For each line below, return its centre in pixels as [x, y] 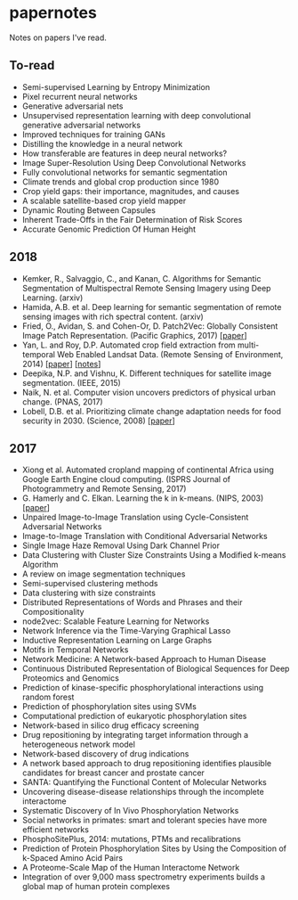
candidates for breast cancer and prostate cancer [113, 773]
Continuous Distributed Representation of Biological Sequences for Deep [156, 669]
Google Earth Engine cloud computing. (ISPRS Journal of [126, 479]
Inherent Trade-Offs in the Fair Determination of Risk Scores [132, 219]
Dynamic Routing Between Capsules [89, 210]
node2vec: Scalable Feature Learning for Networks [116, 621]
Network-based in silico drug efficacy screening [110, 725]
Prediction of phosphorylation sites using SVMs [109, 707]
